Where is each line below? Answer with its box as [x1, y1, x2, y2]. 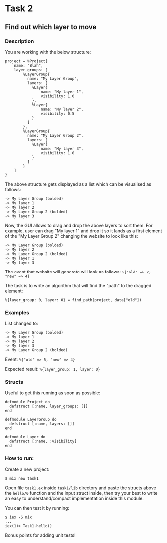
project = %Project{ [5, 58, 48, 64]
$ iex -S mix [5, 515, 32, 520]
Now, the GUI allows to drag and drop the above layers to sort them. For [5, 222, 153, 228]
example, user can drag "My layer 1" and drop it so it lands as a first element [5, 228, 162, 234]
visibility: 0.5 [40, 111, 75, 116]
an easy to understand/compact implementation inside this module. [5, 495, 144, 501]
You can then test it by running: [5, 505, 70, 511]
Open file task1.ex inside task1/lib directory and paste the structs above [5, 485, 156, 491]
